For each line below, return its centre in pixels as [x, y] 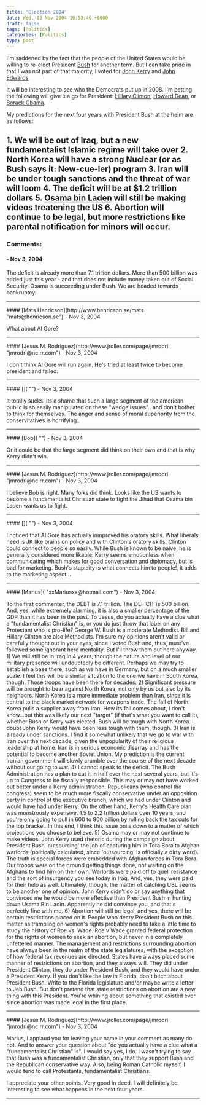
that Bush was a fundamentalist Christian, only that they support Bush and [100, 1058]
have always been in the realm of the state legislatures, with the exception [100, 950]
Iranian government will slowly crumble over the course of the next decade [101, 760]
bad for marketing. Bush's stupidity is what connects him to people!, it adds [102, 568]
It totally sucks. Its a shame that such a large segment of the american [95, 401]
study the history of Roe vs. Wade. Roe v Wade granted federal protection [100, 930]
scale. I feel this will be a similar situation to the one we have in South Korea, [103, 675]
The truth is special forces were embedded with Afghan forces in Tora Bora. [102, 859]
